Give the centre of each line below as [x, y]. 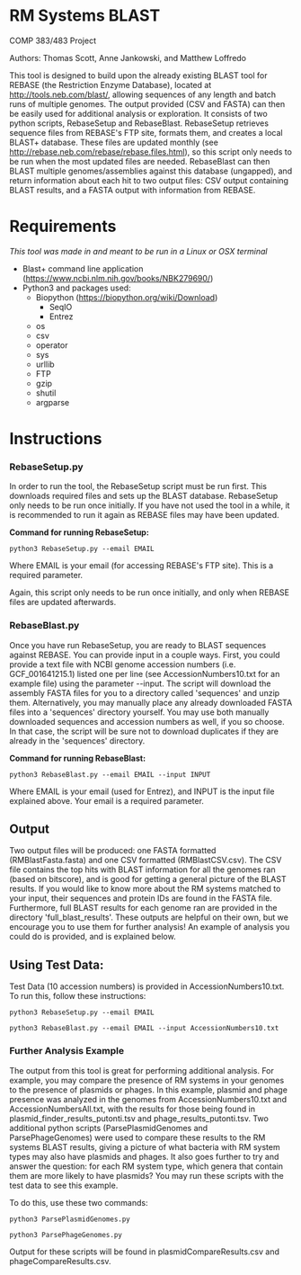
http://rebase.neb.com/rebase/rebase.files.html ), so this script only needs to [150, 152]
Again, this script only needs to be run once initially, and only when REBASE [150, 593]
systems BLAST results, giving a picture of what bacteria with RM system [145, 1146]
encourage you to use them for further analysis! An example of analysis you [150, 927]
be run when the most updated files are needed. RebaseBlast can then [140, 161]
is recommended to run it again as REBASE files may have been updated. [145, 515]
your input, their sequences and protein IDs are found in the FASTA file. [141, 898]
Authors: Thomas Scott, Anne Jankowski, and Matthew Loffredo [128, 58]
